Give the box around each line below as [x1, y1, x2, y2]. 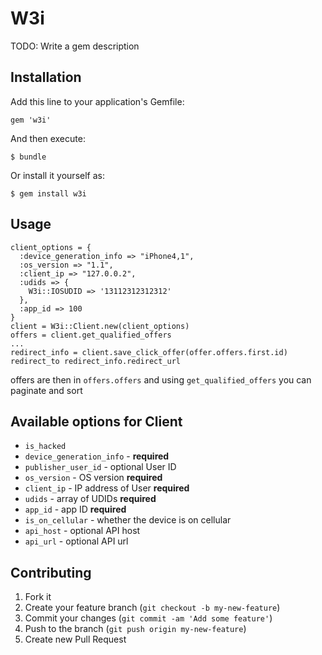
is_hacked [24, 442, 67, 452]
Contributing [10, 564, 92, 581]
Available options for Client [10, 413, 183, 430]
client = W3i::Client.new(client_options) [10, 321, 190, 331]
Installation [10, 69, 82, 86]
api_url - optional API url [24, 535, 129, 547]
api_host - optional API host [24, 525, 141, 537]
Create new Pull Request [24, 633, 127, 646]
